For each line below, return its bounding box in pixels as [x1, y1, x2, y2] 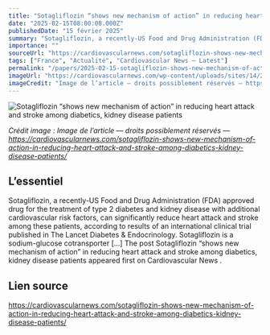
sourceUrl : [8, 49, 45, 57]
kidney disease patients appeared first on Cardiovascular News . [8, 255, 223, 266]
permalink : [8, 64, 45, 72]
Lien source [8, 279, 68, 292]
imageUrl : [8, 72, 42, 80]
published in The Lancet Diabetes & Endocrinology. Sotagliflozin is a [8, 230, 234, 240]
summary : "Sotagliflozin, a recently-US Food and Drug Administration [8, 34, 250, 43]
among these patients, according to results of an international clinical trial [8, 221, 252, 231]
